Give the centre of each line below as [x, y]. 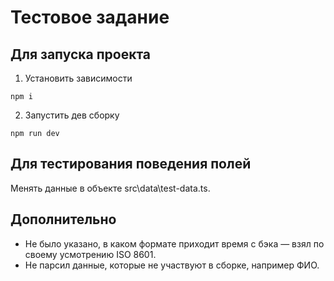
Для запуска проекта [81, 54]
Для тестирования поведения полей [131, 164]
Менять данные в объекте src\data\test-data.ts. [110, 188]
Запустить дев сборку [72, 115]
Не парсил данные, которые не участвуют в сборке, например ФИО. [172, 265]
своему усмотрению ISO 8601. [90, 254]
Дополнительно [63, 219]
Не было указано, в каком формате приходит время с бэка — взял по [174, 243]
